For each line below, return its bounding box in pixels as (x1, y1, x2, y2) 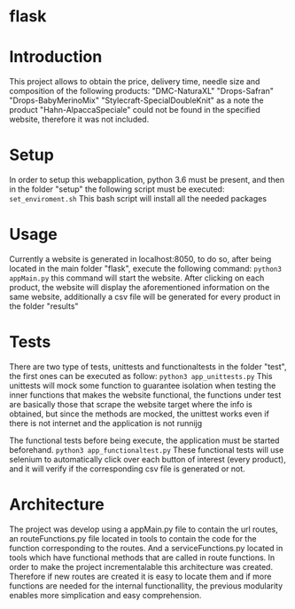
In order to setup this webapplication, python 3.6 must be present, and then (9, 175, 285, 186)
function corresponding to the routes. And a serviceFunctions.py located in (9, 542, 283, 553)
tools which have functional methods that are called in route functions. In (9, 552, 276, 563)
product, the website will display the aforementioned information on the (9, 282, 270, 292)
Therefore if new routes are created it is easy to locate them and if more (9, 571, 272, 581)
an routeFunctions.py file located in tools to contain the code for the (9, 533, 257, 543)
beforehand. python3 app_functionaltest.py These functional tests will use (9, 444, 284, 455)
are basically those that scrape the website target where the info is (9, 399, 252, 409)
